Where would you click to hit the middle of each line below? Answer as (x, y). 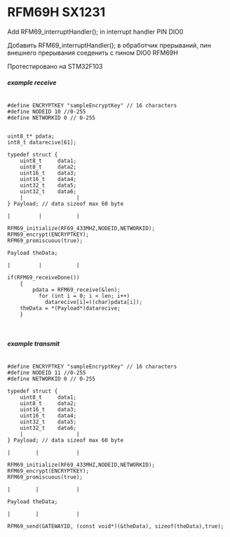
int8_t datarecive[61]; (42, 142)
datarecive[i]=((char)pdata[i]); (93, 302)
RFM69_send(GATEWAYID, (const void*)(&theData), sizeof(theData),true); (116, 526)
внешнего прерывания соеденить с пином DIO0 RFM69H (93, 53)
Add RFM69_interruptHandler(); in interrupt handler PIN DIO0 (95, 32)
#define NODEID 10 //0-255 (47, 112)
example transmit (34, 343)
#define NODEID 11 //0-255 (47, 373)
